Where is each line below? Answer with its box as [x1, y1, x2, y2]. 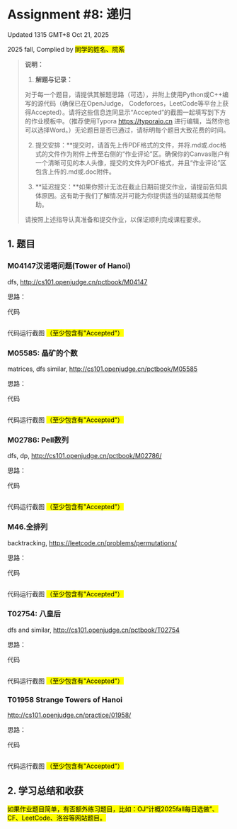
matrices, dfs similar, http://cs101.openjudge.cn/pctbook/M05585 [7, 365, 198, 373]
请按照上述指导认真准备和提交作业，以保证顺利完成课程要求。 [24, 215, 205, 223]
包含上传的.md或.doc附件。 [35, 167, 115, 176]
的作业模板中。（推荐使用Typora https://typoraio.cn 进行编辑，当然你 [24, 116, 224, 125]
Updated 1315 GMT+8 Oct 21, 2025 [7, 30, 110, 39]
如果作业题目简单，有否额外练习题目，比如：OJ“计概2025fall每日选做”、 [7, 804, 219, 813]
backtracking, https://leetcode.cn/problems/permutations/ [7, 538, 178, 547]
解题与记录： [35, 75, 73, 84]
